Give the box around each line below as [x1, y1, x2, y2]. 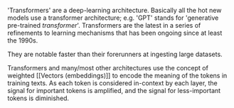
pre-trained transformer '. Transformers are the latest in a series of [7, 21, 201, 29]
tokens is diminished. [7, 94, 70, 102]
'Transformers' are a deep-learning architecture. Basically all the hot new [7, 6, 222, 14]
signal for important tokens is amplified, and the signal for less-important [7, 87, 221, 94]
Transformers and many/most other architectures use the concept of [7, 64, 208, 72]
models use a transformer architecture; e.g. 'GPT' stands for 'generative [7, 13, 219, 22]
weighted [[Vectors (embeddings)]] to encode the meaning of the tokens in [7, 71, 228, 80]
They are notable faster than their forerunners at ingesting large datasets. [7, 50, 223, 58]
